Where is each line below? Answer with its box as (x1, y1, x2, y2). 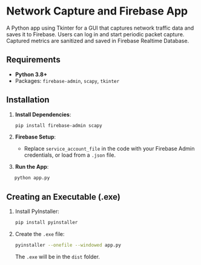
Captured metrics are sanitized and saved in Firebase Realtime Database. (6, 37, 189, 44)
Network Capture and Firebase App (6, 4, 188, 18)
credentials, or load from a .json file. (24, 151, 116, 159)
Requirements (6, 54, 61, 65)
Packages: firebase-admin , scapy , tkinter (15, 77, 120, 84)
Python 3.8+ (15, 71, 47, 78)
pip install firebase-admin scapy (15, 122, 102, 128)
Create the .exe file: (15, 231, 65, 237)
